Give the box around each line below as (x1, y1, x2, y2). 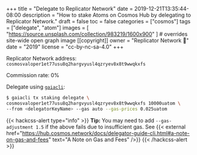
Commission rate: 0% (6, 72, 60, 78)
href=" (6, 129, 23, 136)
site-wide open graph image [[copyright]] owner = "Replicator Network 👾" (6, 37, 189, 44)
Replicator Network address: (6, 55, 77, 62)
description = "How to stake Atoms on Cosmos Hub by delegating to (22, 11, 192, 19)
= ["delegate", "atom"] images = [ (6, 24, 89, 31)
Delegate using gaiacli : (6, 83, 65, 90)
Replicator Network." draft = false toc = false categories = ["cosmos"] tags (6, 18, 190, 25)
